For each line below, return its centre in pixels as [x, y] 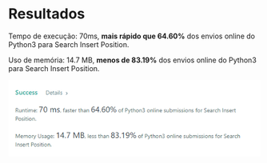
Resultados [47, 14]
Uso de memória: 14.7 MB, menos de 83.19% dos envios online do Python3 [133, 60]
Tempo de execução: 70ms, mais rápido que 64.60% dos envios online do [132, 36]
